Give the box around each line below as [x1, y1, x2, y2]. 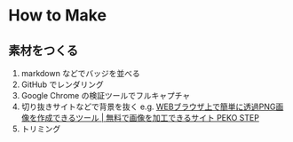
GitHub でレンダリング [20, 79, 104, 90]
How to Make [8, 5, 107, 26]
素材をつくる [8, 43, 79, 58]
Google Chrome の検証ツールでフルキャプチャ [20, 91, 191, 100]
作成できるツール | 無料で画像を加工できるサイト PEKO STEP [36, 113, 259, 122]
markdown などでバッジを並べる [20, 68, 140, 78]
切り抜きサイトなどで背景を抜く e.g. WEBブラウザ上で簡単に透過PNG [20, 101, 276, 112]
